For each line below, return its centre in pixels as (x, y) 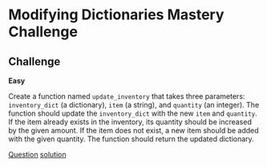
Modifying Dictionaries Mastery (116, 15)
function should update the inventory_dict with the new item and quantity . (133, 113)
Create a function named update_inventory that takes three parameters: (127, 96)
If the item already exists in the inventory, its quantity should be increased (130, 122)
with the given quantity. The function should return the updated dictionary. (131, 139)
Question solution (37, 155)
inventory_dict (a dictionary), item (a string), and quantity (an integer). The (134, 105)
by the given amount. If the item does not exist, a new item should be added (133, 130)
